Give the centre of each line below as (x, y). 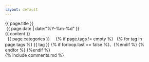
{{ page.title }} (19, 23)
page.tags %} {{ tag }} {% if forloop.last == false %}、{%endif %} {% (75, 45)
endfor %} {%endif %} (28, 50)
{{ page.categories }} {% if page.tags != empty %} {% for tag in (74, 39)
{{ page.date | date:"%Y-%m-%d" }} (43, 28)
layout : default (21, 9)
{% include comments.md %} (35, 55)
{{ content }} (18, 33)
